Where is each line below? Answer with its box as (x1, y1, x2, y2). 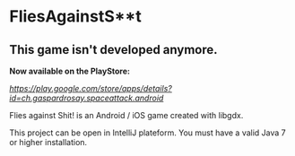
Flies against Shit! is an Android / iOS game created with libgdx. (9, 110, 244, 120)
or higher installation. (9, 137, 88, 147)
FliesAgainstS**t (9, 6, 142, 27)
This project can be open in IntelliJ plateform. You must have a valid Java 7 (9, 127, 287, 138)
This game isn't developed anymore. (9, 42, 218, 57)
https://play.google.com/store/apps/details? (9, 83, 172, 93)
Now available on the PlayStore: (9, 65, 130, 76)
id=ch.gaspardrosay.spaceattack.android (9, 92, 164, 103)
